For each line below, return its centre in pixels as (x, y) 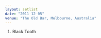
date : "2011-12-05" (25, 14)
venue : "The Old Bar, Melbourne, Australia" (51, 18)
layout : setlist (21, 9)
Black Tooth (24, 32)
